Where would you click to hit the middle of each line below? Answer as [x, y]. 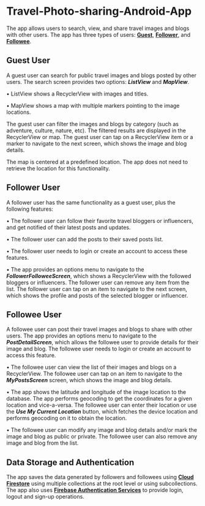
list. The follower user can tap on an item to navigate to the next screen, [97, 289]
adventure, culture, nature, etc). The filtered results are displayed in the [96, 130]
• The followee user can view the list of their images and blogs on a [91, 367]
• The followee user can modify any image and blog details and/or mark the [102, 430]
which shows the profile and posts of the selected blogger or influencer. [97, 295]
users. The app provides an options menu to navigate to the [82, 336]
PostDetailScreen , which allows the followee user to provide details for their [102, 342]
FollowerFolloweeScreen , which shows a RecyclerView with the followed [99, 276]
